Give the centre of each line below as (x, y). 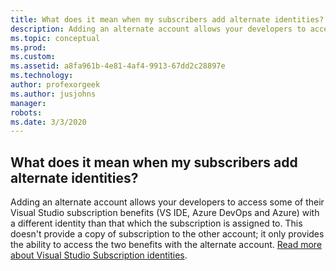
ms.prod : (28, 47)
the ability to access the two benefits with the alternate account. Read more (166, 245)
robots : (26, 112)
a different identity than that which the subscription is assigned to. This (156, 223)
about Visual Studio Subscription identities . (99, 255)
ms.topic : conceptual (55, 38)
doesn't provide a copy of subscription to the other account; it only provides (167, 234)
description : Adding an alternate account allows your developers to (158, 29)
